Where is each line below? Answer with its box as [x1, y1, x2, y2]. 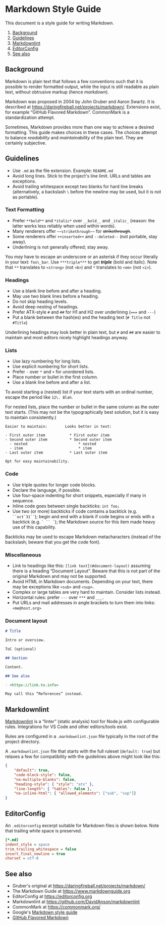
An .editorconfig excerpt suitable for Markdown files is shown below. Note [5, 822, 160, 829]
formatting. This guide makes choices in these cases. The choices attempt [5, 129, 158, 135]
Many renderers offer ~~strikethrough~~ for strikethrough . [12, 228, 132, 234]
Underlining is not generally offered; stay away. [12, 244, 109, 250]
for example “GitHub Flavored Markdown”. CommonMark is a [5, 109, 130, 115]
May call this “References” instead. [5, 691, 83, 697]
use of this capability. [12, 524, 56, 530]
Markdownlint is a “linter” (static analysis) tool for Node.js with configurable [5, 719, 160, 725]
